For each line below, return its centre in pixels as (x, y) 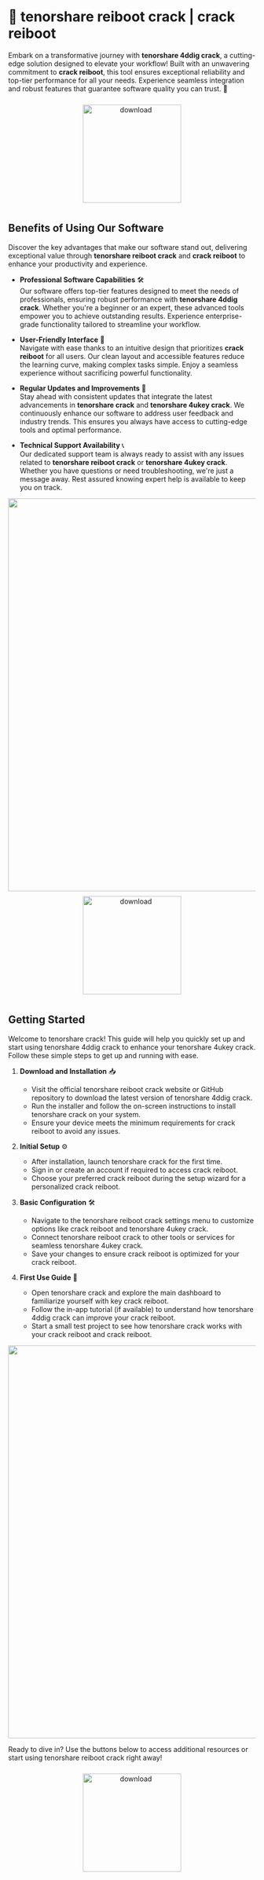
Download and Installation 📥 (68, 1071)
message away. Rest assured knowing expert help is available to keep (132, 478)
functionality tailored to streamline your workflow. (121, 324)
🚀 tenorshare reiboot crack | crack (122, 17)
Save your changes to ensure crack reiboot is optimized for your (135, 1254)
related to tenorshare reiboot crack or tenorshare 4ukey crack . (123, 462)
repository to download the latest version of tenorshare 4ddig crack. (142, 1098)
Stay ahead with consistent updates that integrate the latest (116, 396)
